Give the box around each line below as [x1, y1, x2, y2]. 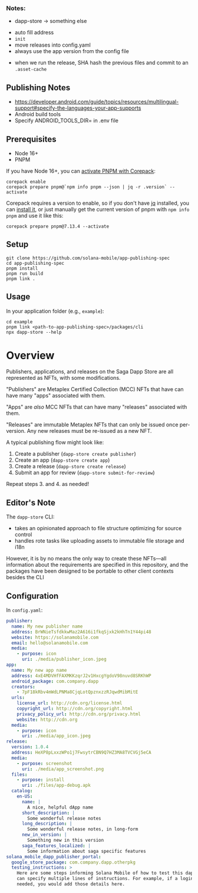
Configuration [6, 591, 59, 601]
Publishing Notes [6, 83, 71, 93]
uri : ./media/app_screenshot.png [21, 766, 104, 772]
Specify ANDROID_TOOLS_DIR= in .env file [14, 117, 119, 124]
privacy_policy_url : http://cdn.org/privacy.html [16, 711, 141, 717]
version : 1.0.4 [11, 744, 49, 750]
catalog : [11, 788, 33, 794]
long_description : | [21, 821, 72, 827]
